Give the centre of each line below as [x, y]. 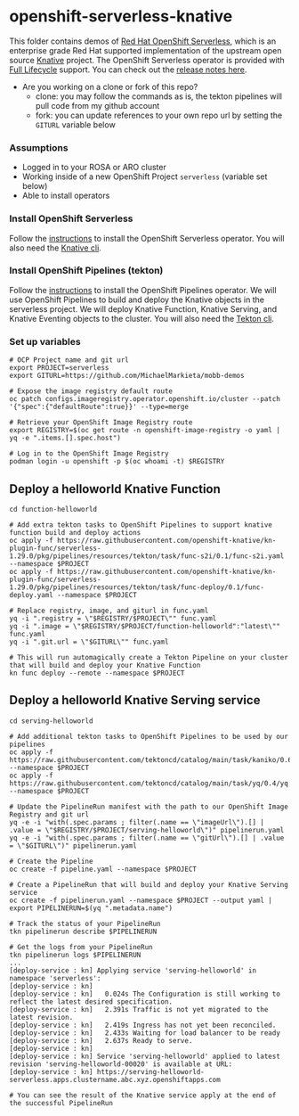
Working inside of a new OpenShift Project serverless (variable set [145, 176]
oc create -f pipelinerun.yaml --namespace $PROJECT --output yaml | [141, 900]
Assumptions [39, 147]
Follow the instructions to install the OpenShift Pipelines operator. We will [143, 290]
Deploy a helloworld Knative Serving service [135, 700]
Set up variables [45, 341]
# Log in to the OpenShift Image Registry [89, 454]
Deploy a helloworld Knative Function [115, 489]
